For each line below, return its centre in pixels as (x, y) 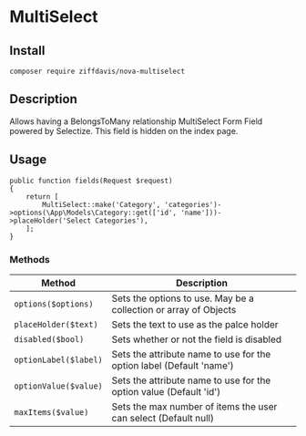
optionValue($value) (58, 386)
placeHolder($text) (56, 324)
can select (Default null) (163, 418)
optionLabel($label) (58, 359)
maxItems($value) (51, 412)
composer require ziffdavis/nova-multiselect (97, 71)
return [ (42, 197)
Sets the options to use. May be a (183, 298)
